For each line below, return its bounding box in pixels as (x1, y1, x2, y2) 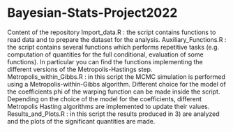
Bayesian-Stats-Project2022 (7, 5, 178, 21)
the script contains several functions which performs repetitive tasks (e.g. (7, 43, 220, 51)
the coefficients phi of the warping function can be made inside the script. (7, 87, 220, 96)
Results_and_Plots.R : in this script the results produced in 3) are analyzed (7, 110, 220, 118)
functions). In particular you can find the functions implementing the (7, 57, 204, 66)
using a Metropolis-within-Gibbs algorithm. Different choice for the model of (7, 80, 227, 88)
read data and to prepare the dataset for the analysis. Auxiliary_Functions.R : (7, 35, 227, 43)
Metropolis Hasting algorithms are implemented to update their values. (7, 102, 210, 110)
